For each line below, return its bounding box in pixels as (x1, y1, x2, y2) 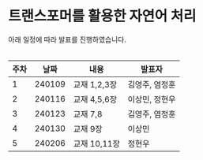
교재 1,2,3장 (73, 79, 117, 90)
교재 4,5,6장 (73, 94, 117, 105)
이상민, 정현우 (127, 94, 176, 105)
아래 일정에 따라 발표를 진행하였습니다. (8, 35, 126, 44)
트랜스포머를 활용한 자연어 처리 (8, 7, 197, 25)
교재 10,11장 (73, 138, 120, 149)
